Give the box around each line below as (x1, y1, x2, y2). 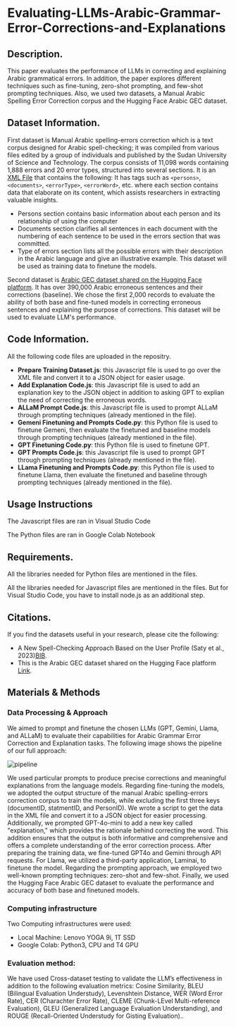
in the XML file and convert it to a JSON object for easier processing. (7, 811, 208, 819)
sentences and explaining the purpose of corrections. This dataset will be (7, 305, 221, 314)
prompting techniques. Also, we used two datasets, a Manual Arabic (7, 90, 206, 97)
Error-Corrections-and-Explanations (7, 20, 226, 36)
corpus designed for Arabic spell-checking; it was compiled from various (7, 143, 220, 152)
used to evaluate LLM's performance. (7, 312, 116, 321)
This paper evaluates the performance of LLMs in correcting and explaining (7, 67, 227, 75)
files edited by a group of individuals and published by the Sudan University (7, 150, 227, 159)
